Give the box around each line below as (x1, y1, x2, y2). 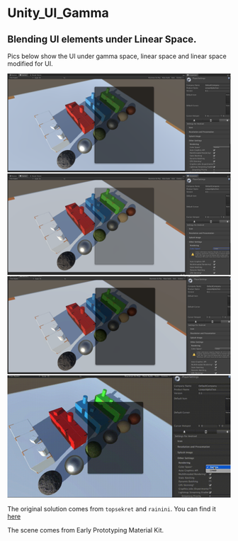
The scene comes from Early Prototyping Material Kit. (7, 525, 164, 534)
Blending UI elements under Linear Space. (7, 33, 197, 45)
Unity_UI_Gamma (7, 5, 109, 21)
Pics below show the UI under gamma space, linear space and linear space (7, 52, 227, 60)
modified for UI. (7, 59, 53, 68)
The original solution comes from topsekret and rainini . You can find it (7, 504, 216, 513)
